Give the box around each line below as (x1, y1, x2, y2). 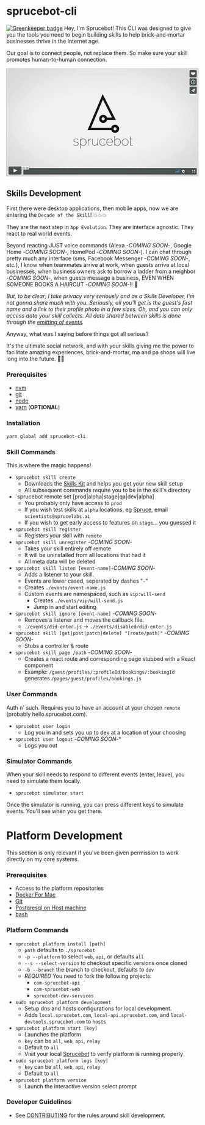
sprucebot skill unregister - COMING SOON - (15, 539, 132, 546)
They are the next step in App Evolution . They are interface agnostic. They (6, 223, 194, 230)
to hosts (86, 1018, 107, 1025)
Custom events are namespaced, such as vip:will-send (24, 591, 166, 598)
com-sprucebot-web (33, 986, 81, 992)
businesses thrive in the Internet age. (6, 37, 99, 45)
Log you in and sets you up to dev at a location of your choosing (24, 729, 186, 736)
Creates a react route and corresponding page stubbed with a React (24, 655, 196, 663)
